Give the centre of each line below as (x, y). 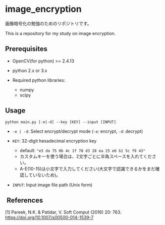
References (25, 200)
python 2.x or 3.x (30, 70)
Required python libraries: (39, 80)
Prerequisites (26, 49)
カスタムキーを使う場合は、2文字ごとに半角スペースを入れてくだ (86, 156)
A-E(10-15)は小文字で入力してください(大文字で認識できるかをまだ (87, 169)
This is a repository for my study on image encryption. (60, 33)
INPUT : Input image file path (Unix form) (52, 185)
